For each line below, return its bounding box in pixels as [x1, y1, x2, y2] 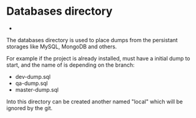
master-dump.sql [15, 86, 59, 93]
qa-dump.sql [15, 79, 48, 87]
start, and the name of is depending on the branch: [6, 61, 135, 68]
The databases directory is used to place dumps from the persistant [6, 36, 178, 43]
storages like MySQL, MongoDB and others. [6, 43, 118, 50]
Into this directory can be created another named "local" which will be [6, 98, 183, 105]
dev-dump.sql [15, 73, 51, 80]
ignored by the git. [6, 104, 53, 111]
